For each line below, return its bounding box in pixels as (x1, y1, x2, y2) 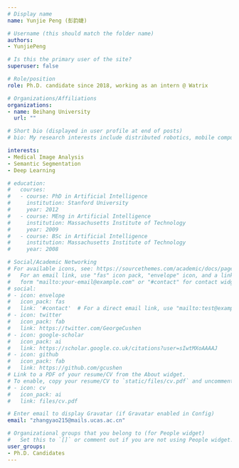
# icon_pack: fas (7, 298, 65, 306)
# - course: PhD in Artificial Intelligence (7, 193, 148, 200)
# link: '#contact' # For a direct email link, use (7, 305, 174, 312)
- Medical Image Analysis (7, 154, 84, 161)
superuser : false (7, 63, 59, 70)
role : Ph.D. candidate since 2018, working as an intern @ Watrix (7, 82, 208, 89)
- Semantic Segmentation (7, 160, 81, 167)
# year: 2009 (7, 225, 59, 233)
